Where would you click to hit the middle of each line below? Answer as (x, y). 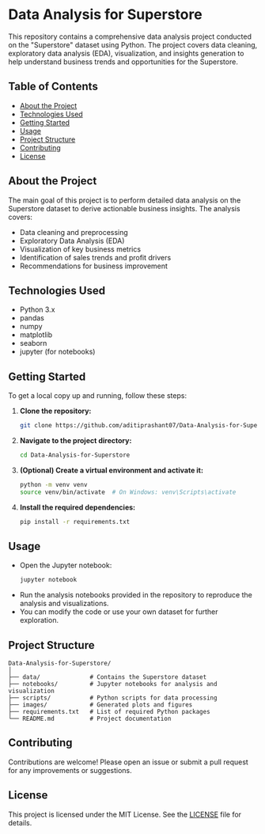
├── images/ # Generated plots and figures (100, 705)
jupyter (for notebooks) (57, 352)
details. (20, 823)
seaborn (33, 343)
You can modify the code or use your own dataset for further (119, 612)
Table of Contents (53, 87)
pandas (32, 318)
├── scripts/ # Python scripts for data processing (113, 698)
